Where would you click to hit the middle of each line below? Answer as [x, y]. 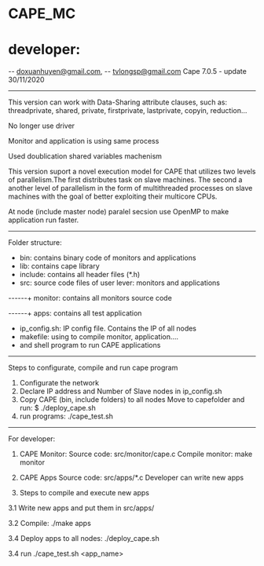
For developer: [32, 439]
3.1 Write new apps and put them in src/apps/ [81, 508]
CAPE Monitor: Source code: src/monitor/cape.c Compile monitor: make [136, 454]
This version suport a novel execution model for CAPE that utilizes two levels [132, 172]
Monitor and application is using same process [84, 141]
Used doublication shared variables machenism [85, 156]
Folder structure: [35, 243]
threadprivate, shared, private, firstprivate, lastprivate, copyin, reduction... [128, 111]
